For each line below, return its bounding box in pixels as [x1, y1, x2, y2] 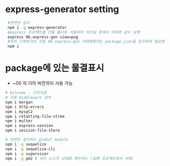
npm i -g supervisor [5, 151, 49, 156]
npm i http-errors [5, 104, 44, 109]
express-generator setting [5, 4, 119, 15]
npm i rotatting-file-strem [5, 114, 65, 119]
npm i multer [5, 118, 33, 123]
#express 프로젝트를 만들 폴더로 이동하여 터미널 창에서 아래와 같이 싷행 [7, 29, 141, 35]
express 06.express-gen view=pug [7, 34, 79, 39]
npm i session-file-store [5, 128, 60, 133]
